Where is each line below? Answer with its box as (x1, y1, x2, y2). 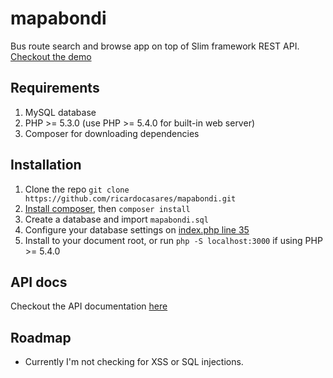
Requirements (10, 80, 100, 97)
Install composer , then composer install (24, 202, 191, 214)
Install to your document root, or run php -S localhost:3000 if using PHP (24, 234, 323, 246)
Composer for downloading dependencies (24, 127, 200, 139)
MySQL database (24, 106, 97, 118)
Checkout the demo (10, 50, 92, 62)
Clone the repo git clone (24, 183, 130, 195)
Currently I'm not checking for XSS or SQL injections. (24, 356, 244, 368)
